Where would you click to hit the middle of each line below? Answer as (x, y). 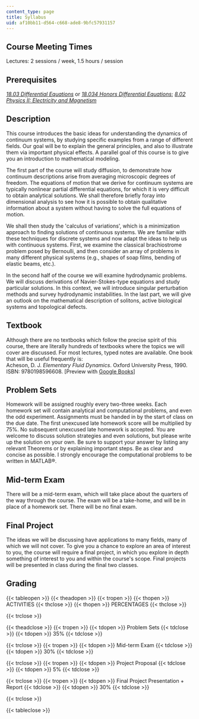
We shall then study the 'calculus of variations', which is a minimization (93, 226)
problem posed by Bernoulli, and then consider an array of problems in (93, 251)
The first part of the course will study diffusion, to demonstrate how (89, 170)
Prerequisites (31, 80)
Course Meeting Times (49, 47)
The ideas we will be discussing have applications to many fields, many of (97, 540)
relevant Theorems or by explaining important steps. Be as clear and (90, 449)
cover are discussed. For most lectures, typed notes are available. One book (99, 352)
